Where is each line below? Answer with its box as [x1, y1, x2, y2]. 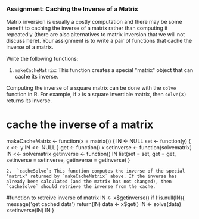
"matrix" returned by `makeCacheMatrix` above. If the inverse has [6, 173, 178, 180]
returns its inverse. [6, 97, 52, 104]
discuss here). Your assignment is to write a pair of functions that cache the [6, 37, 192, 45]
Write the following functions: [6, 55, 79, 62]
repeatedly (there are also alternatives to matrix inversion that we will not [6, 31, 185, 38]
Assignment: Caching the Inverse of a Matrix [6, 5, 138, 13]
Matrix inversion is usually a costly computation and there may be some [6, 18, 182, 26]
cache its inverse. [14, 73, 58, 80]
